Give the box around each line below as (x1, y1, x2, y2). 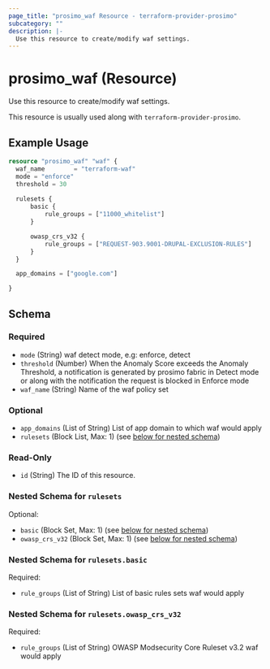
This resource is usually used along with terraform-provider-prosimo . (8, 112, 242, 122)
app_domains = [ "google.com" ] (15, 270, 118, 278)
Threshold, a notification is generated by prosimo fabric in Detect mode (19, 367, 259, 376)
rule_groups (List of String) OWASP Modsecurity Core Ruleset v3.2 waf (19, 643, 259, 653)
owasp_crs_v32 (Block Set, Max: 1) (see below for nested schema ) (19, 533, 238, 543)
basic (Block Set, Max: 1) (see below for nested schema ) (19, 525, 209, 535)
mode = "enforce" (15, 172, 75, 180)
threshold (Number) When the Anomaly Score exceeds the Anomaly (19, 358, 249, 368)
